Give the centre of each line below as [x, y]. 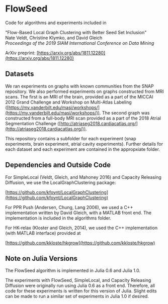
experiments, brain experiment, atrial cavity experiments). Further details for [84, 144]
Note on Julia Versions [41, 259]
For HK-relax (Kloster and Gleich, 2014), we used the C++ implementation [81, 228]
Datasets [20, 74]
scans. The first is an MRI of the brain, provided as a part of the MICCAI [79, 96]
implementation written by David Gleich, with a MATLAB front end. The [78, 213]
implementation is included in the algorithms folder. [58, 218]
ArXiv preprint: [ [22, 53]
